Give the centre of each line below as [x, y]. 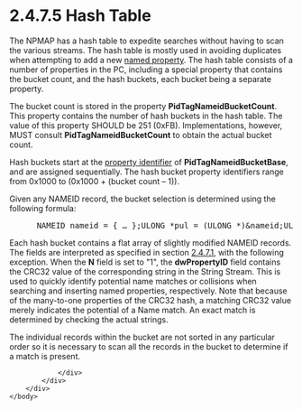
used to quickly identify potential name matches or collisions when [133, 281]
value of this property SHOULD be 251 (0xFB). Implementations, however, [146, 125]
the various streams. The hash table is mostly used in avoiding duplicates [146, 50]
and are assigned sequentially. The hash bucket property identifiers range [146, 172]
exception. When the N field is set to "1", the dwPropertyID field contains [145, 262]
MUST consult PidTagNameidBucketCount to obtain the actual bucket [141, 135]
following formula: [43, 208]
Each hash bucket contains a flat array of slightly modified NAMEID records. [151, 242]
